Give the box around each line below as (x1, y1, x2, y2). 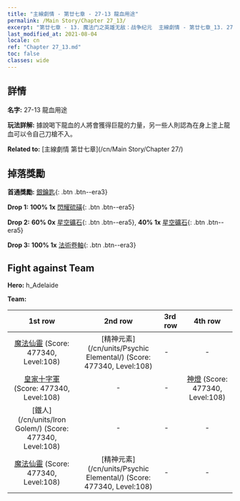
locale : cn (7, 37, 40, 44)
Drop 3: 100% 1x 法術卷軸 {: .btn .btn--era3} (7, 241, 136, 250)
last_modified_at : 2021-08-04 (7, 30, 98, 38)
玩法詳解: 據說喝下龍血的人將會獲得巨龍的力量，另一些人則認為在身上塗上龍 (7, 121, 231, 129)
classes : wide (7, 57, 50, 64)
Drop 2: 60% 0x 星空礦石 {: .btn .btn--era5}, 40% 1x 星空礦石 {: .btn (7, 218, 206, 227)
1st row (28, 316, 56, 326)
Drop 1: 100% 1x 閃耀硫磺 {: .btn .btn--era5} (7, 203, 135, 211)
